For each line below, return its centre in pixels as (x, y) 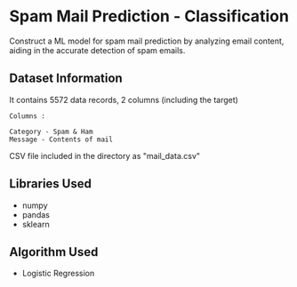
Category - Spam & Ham (51, 132)
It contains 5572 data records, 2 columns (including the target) (124, 100)
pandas (36, 214)
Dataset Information (66, 79)
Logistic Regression (58, 274)
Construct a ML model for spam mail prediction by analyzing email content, (147, 41)
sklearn (36, 224)
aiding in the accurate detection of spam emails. (97, 50)
